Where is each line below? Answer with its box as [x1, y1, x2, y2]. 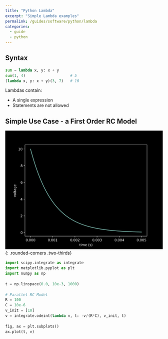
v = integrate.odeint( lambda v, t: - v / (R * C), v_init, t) [5, 313, 126, 318]
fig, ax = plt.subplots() [5, 324, 59, 329]
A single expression [12, 97, 53, 103]
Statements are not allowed [12, 102, 69, 108]
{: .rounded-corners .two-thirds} [5, 250, 72, 256]
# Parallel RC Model [5, 292, 48, 297]
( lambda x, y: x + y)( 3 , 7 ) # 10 [5, 78, 79, 83]
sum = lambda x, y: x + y [5, 68, 59, 73]
